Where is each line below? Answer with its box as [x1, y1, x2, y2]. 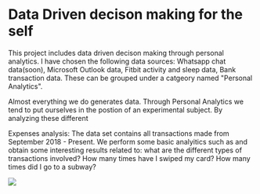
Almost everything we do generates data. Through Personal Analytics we [8, 97, 244, 106]
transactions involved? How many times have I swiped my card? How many [8, 153, 251, 163]
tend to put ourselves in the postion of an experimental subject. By [8, 104, 223, 115]
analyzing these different [8, 113, 88, 123]
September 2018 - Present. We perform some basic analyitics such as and [8, 137, 248, 146]
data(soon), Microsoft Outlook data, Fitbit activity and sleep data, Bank [8, 64, 237, 74]
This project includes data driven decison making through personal [8, 48, 225, 57]
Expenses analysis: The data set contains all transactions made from [8, 128, 229, 138]
